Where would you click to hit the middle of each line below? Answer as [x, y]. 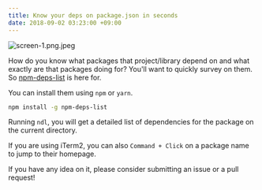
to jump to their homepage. [52, 154]
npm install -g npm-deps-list [58, 107]
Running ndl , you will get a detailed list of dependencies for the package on [131, 122]
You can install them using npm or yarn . [71, 92]
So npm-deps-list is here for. [55, 77]
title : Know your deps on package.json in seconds [93, 15]
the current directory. [43, 130]
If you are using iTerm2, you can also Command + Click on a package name [129, 146]
